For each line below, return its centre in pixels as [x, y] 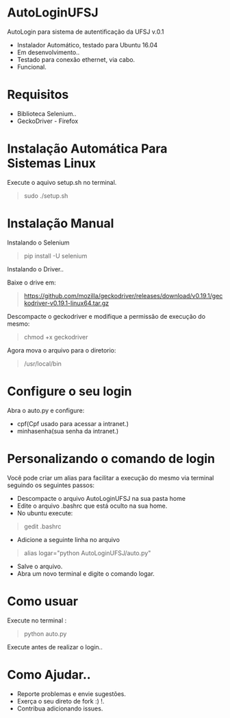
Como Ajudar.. [49, 674]
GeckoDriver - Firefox [48, 121]
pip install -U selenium [55, 256]
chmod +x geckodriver [56, 337]
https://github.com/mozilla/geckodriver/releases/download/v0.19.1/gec [123, 295]
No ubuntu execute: [45, 513]
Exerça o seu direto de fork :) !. [61, 701]
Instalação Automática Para [87, 149]
